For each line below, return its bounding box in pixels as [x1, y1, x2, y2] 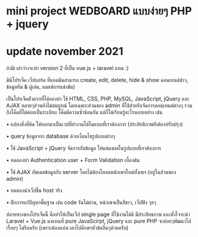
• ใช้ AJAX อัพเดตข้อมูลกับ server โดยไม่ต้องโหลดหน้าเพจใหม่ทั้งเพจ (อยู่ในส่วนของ [6, 169, 177, 176]
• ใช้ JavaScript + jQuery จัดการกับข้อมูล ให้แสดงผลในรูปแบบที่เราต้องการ [6, 145, 162, 152]
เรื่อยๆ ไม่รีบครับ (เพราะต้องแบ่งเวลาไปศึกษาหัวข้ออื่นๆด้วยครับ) [6, 224, 129, 232]
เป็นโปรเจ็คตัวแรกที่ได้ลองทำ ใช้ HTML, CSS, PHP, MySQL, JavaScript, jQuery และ [6, 95, 190, 102]
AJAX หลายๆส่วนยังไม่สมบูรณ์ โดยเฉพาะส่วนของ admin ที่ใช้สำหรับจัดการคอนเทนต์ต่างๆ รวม [6, 102, 193, 109]
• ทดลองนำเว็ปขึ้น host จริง [6, 187, 63, 194]
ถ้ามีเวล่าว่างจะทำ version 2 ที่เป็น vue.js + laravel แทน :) [6, 65, 129, 72]
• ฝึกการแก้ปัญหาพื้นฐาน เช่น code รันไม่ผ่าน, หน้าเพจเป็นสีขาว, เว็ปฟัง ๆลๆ [6, 199, 156, 206]
